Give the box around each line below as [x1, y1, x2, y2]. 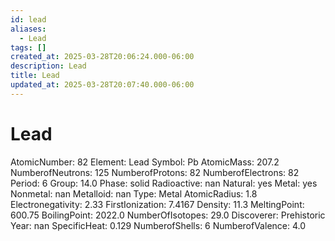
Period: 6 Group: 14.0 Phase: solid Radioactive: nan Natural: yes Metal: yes [10, 177, 318, 189]
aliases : [10, 24, 47, 34]
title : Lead [10, 71, 60, 81]
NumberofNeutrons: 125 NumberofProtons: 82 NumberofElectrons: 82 [10, 166, 300, 178]
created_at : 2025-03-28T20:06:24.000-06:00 [10, 52, 195, 62]
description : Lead [10, 61, 87, 71]
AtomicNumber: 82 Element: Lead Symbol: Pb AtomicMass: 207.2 [10, 156, 280, 168]
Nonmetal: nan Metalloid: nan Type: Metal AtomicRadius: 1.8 [10, 187, 258, 200]
